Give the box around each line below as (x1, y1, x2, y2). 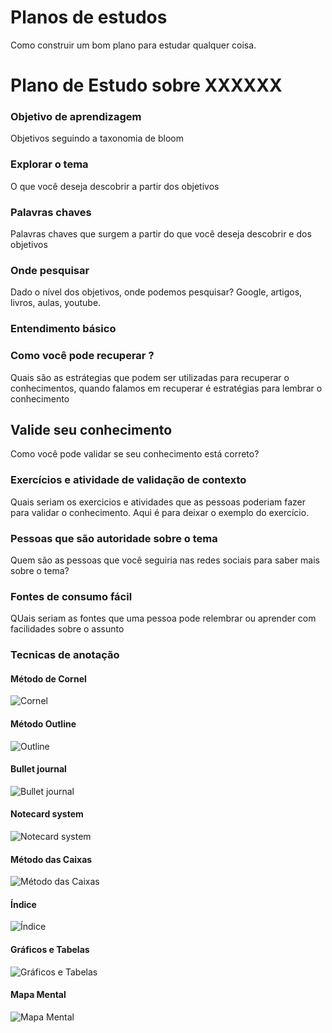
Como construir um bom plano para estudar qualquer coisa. (10, 39, 257, 51)
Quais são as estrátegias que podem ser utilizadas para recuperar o (10, 371, 290, 383)
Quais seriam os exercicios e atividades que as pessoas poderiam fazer (10, 496, 306, 508)
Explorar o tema (10, 157, 89, 171)
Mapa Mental (10, 989, 67, 1001)
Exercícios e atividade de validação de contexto (10, 473, 247, 487)
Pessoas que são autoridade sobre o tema (10, 531, 218, 545)
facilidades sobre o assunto (10, 623, 125, 635)
